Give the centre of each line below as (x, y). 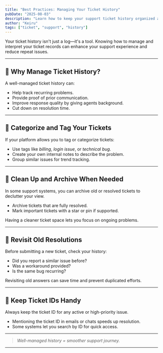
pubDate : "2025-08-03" (28, 14)
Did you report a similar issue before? (49, 261)
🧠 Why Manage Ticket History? (53, 72)
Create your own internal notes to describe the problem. (68, 154)
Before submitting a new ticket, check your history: (56, 252)
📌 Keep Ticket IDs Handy (43, 300)
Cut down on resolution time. (41, 108)
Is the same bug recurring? (39, 271)
